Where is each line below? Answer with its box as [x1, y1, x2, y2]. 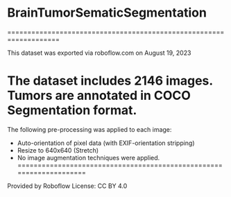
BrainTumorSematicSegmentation [7, 5, 207, 21]
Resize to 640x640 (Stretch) [17, 146, 99, 154]
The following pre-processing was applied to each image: [7, 125, 172, 133]
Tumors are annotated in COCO [7, 88, 191, 103]
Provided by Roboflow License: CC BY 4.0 [7, 182, 128, 190]
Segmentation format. [7, 103, 137, 119]
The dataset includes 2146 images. [7, 73, 213, 89]
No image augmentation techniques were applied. [17, 153, 160, 162]
